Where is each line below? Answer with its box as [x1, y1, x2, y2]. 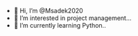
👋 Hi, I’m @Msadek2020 [13, 7, 83, 15]
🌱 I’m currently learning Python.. [13, 21, 106, 29]
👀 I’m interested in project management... [13, 14, 132, 22]
